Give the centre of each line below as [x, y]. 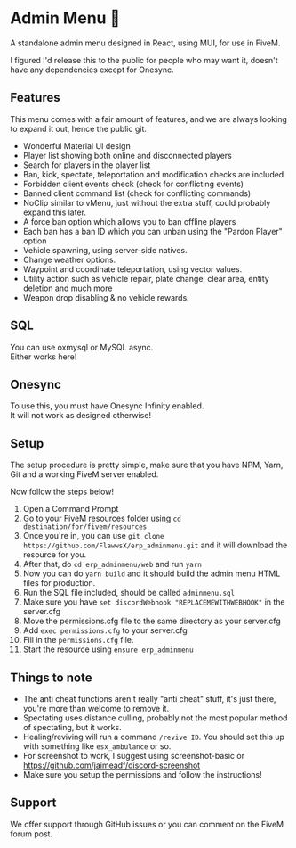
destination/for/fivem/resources [85, 527]
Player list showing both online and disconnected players [127, 155]
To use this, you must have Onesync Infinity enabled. [107, 406]
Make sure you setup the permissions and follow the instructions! [143, 774]
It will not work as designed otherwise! [81, 416]
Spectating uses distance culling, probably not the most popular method [155, 718]
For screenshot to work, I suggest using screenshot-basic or [134, 756]
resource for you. [55, 555]
